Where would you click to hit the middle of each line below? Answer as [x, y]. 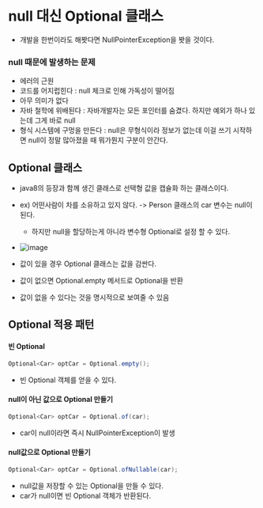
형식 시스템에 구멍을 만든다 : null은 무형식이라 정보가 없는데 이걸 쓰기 [125, 131]
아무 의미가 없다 [44, 100]
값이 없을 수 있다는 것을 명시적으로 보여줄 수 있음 [94, 298]
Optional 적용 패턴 [51, 325]
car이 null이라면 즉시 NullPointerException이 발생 [97, 433]
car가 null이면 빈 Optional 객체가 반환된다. [85, 495]
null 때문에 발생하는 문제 [52, 62]
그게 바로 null [55, 120]
